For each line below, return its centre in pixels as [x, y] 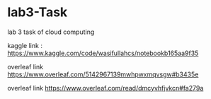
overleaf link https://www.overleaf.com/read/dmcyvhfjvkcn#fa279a [105, 88]
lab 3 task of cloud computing [51, 32]
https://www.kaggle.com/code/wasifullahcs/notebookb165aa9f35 [103, 53]
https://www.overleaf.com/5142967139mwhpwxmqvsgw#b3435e [103, 74]
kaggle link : [25, 45]
